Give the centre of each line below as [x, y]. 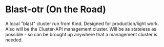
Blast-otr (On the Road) [56, 9]
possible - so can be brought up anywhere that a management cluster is [81, 34]
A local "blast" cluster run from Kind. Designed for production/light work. [82, 24]
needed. [14, 40]
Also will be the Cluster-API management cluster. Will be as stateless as [81, 29]
